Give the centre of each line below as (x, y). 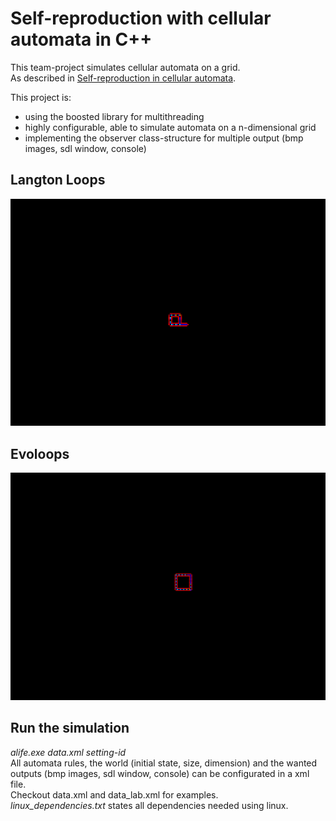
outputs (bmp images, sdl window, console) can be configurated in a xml (160, 773)
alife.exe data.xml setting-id (68, 752)
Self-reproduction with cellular (141, 18)
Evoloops (40, 453)
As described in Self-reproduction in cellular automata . (123, 78)
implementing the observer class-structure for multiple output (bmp (164, 138)
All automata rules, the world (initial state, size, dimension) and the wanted (164, 763)
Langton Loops (58, 180)
